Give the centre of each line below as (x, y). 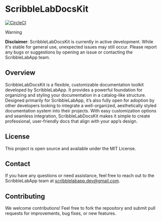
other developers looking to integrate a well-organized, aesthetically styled (81, 105)
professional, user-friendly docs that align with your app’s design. (71, 121)
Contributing (25, 196)
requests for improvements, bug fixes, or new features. (61, 213)
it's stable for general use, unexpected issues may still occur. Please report (81, 47)
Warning (13, 32)
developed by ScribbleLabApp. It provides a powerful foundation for (74, 90)
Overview (20, 73)
